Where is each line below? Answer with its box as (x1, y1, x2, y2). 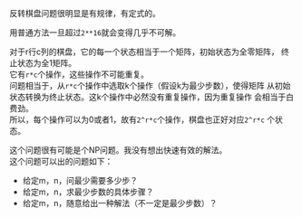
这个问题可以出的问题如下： (9, 156, 113, 166)
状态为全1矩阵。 (16, 58, 77, 68)
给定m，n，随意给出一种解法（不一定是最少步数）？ (22, 198, 218, 208)
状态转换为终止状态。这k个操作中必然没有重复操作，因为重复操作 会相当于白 (9, 91, 295, 102)
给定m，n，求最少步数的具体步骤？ (22, 186, 154, 197)
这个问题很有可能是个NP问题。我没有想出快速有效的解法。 (9, 145, 228, 156)
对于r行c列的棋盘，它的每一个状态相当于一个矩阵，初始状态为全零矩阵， (9, 46, 279, 57)
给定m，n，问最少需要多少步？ (22, 175, 139, 185)
